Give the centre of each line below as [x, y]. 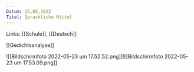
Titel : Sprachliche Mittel [39, 17]
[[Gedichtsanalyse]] [30, 45]
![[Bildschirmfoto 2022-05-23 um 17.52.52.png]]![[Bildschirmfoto [85, 56]
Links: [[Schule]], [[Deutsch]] [42, 33]
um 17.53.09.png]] [36, 63]
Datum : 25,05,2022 [29, 11]
